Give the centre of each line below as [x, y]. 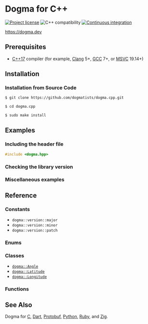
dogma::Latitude [28, 272]
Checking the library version [39, 167]
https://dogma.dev [23, 32]
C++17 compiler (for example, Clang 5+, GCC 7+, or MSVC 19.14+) [78, 59]
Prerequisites [26, 47]
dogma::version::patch [35, 231]
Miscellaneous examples [35, 179]
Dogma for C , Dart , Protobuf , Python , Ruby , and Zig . [57, 317]
